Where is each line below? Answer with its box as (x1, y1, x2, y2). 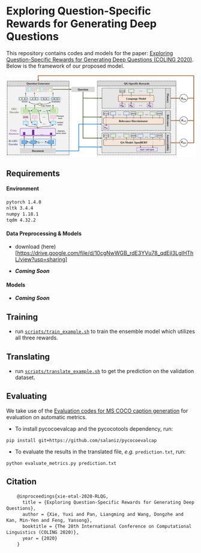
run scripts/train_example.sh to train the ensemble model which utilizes (14, 328, 195, 335)
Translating (6, 351, 50, 362)
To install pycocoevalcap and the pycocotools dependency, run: (14, 425, 173, 432)
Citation (6, 477, 37, 487)
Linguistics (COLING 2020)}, (6, 529, 79, 535)
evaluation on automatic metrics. (6, 413, 87, 420)
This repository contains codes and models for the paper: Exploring (6, 49, 173, 56)
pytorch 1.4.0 (6, 199, 42, 205)
